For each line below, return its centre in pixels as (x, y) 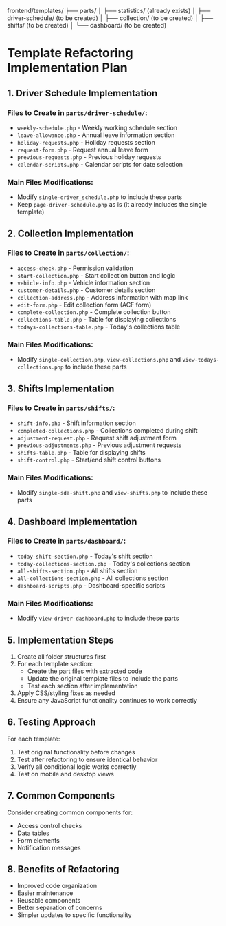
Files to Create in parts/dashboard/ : (67, 541)
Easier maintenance (45, 893)
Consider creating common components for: (70, 812)
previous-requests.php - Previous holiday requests (89, 157)
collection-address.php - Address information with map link (102, 297)
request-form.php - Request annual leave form (83, 150)
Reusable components (49, 901)
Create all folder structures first (61, 656)
